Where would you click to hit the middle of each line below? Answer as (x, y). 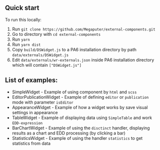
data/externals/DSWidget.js (40, 55)
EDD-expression (27, 123)
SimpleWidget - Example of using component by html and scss (74, 92)
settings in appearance (35, 112)
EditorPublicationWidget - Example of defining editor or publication (80, 97)
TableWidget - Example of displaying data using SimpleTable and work (82, 118)
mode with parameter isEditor (43, 102)
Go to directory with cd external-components (56, 34)
